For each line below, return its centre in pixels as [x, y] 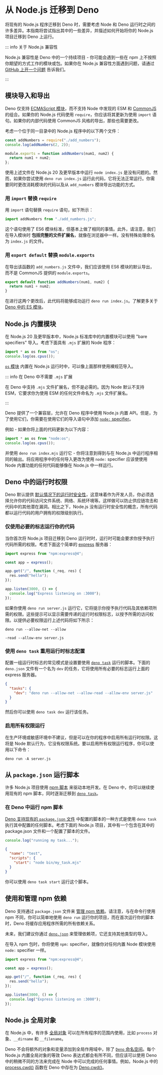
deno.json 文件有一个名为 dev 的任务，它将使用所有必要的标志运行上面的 [77, 668]
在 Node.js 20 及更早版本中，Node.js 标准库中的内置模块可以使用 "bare [76, 337]
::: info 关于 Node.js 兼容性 [32, 47]
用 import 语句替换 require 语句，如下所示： [49, 210]
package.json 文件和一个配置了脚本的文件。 [49, 831]
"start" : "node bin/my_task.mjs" [48, 863]
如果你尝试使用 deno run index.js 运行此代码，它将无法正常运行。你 [82, 179]
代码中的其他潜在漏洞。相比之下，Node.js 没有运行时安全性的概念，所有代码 [81, 507]
